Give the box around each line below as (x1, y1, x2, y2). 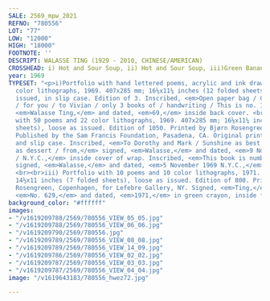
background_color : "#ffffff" (8, 199, 106, 207)
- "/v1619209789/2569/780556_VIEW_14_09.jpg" (8, 244, 163, 252)
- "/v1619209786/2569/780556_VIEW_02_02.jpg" (8, 251, 163, 259)
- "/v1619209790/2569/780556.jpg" (8, 229, 125, 237)
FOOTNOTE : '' (8, 49, 52, 57)
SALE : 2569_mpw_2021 (8, 11, 78, 20)
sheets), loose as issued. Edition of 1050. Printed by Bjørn (15, 124, 228, 132)
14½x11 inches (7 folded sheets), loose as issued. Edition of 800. (15, 176, 250, 185)
